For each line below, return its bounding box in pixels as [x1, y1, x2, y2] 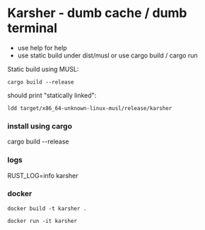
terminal [7, 20, 58, 36]
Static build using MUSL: [7, 65, 79, 73]
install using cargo [7, 121, 73, 131]
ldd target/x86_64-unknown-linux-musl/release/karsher [7, 104, 172, 111]
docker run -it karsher [7, 217, 78, 224]
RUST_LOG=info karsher [7, 171, 79, 180]
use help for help [17, 43, 67, 52]
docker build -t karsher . [7, 204, 87, 212]
